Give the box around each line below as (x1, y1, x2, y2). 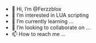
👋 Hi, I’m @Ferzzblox (11, 6, 62, 12)
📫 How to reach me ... (11, 31, 66, 37)
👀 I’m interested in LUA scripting (11, 12, 89, 19)
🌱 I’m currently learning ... (11, 18, 74, 24)
